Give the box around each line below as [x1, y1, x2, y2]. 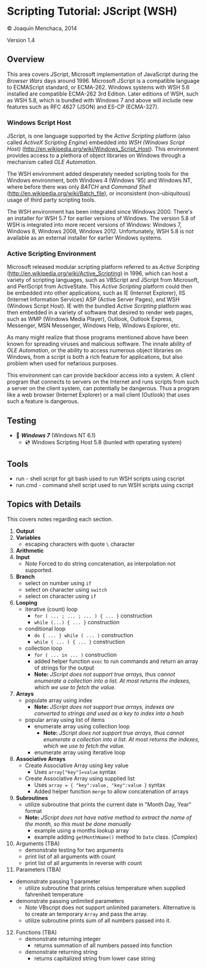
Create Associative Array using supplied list [24, 774, 135, 782]
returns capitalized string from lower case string [34, 955, 155, 962]
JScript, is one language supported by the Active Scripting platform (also [7, 132, 191, 140]
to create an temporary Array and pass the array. [24, 910, 149, 917]
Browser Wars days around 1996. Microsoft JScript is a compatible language [7, 77, 200, 84]
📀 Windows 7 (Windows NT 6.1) [15, 432, 96, 439]
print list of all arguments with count [24, 853, 116, 860]
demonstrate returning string [24, 948, 98, 955]
